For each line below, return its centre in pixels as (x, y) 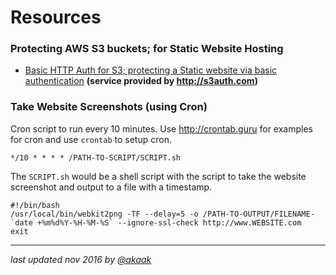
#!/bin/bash (35, 205)
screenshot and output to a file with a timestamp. (111, 187)
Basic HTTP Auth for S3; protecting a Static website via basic (151, 70)
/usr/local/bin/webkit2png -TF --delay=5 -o (104, 214)
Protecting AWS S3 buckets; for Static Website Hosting (147, 49)
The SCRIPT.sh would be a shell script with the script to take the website (158, 176)
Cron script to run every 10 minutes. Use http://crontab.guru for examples (161, 128)
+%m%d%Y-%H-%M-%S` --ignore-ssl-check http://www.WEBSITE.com (169, 222)
